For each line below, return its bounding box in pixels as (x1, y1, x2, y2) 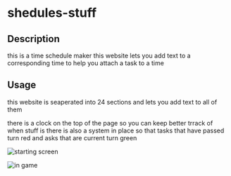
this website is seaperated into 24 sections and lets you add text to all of (7, 97, 218, 106)
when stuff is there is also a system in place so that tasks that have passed (7, 126, 225, 135)
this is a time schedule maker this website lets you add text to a (7, 51, 192, 60)
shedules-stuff (7, 5, 97, 21)
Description (7, 33, 60, 45)
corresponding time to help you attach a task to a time (7, 59, 164, 67)
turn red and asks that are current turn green (7, 133, 137, 142)
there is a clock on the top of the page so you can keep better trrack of (7, 119, 213, 127)
